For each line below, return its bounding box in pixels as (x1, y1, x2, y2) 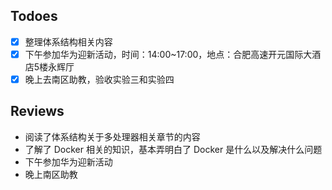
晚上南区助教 (24, 168, 78, 180)
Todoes (10, 8, 58, 25)
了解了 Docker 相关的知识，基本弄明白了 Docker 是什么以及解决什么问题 (24, 143, 323, 155)
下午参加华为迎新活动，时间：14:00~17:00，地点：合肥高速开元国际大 (24, 48, 313, 60)
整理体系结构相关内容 (24, 35, 113, 48)
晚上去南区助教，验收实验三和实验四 (24, 73, 175, 85)
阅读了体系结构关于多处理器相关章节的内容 (24, 130, 201, 143)
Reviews (10, 103, 65, 120)
